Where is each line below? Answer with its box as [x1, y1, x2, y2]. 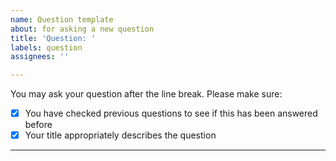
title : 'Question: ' [10, 33, 97, 43]
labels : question [10, 42, 83, 53]
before [24, 119, 53, 131]
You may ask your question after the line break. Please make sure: [10, 88, 283, 100]
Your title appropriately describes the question [24, 129, 217, 141]
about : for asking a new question [10, 24, 155, 34]
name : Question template [10, 14, 114, 25]
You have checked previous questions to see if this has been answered [24, 107, 318, 120]
